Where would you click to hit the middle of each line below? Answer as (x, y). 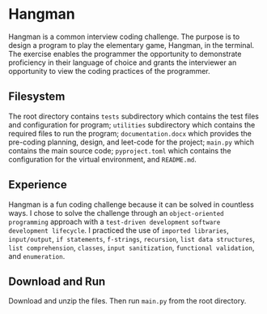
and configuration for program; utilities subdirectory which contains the (132, 125)
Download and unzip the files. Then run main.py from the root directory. (127, 301)
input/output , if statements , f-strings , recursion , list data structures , (132, 239)
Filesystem (37, 97)
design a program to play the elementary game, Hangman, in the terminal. (131, 45)
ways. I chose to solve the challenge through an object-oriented (116, 213)
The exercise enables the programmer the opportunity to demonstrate (125, 54)
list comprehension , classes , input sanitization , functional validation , (131, 247)
